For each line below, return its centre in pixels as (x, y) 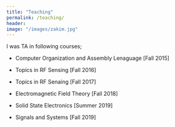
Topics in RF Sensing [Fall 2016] (56, 70)
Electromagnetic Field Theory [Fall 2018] (67, 94)
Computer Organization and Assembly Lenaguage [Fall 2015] (92, 58)
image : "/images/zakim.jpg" (42, 29)
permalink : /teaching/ (35, 18)
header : (16, 23)
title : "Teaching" (30, 12)
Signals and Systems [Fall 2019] (56, 117)
